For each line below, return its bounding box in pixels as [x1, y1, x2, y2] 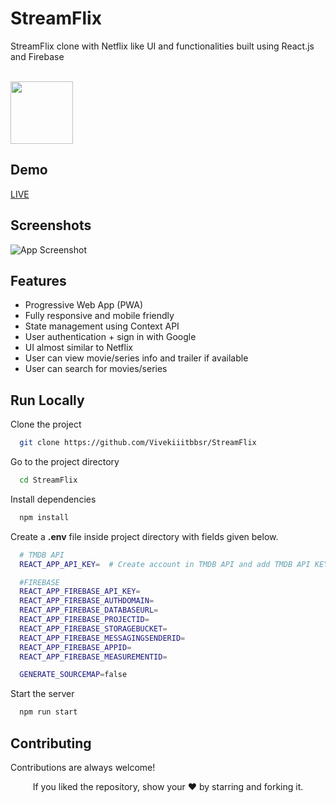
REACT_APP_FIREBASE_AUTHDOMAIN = [19, 596, 155, 606]
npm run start [19, 707, 78, 717]
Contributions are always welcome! [10, 762, 156, 773]
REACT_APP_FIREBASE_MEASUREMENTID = [19, 652, 168, 662]
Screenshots [10, 217, 92, 234]
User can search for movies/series [24, 363, 168, 375]
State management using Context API [24, 320, 180, 332]
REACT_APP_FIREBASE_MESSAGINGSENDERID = [19, 633, 186, 643]
